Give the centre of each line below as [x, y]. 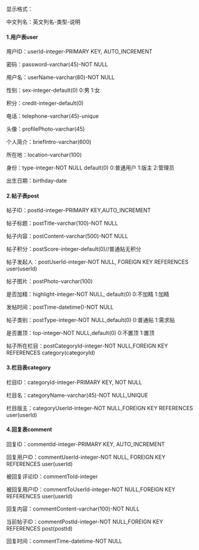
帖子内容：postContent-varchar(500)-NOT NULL [67, 236]
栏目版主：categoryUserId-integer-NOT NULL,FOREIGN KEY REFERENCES [100, 408]
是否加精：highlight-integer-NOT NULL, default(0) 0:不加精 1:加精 [88, 294]
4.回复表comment [29, 430]
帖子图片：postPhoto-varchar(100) [49, 281]
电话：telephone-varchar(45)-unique [52, 116]
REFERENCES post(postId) [39, 528]
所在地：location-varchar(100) [44, 155]
